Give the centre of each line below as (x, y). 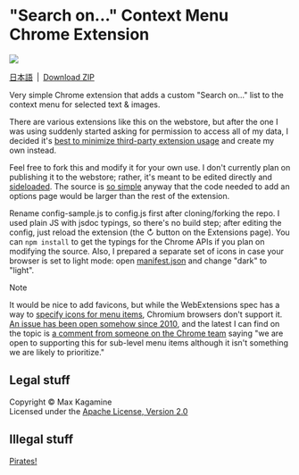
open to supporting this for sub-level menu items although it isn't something (149, 342)
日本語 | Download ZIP (52, 77)
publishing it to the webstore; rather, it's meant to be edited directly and (141, 177)
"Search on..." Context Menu (119, 16)
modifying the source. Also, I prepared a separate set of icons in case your (146, 251)
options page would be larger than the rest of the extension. (120, 196)
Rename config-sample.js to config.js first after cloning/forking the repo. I (145, 213)
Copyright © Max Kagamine (61, 402)
